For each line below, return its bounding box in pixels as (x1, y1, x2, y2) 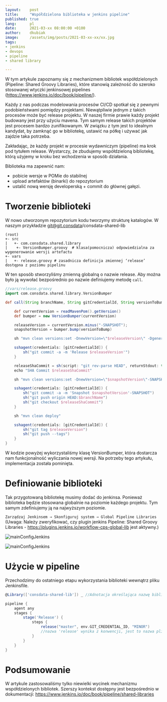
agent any (14, 605, 35, 611)
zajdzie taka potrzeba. (5, 133, 51, 139)
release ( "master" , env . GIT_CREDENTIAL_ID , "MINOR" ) (40, 624, 150, 629)
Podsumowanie (5, 664, 71, 676)
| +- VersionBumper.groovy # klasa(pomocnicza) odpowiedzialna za (5, 245, 155, 250)
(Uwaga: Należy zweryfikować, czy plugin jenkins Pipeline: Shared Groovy (5, 519, 158, 525)
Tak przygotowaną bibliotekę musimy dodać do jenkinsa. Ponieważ (5, 495, 143, 500)
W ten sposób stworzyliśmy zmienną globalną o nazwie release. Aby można (5, 272, 161, 278)
